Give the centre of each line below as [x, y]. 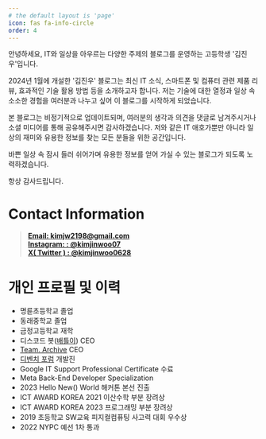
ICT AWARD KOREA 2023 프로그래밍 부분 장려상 [96, 407]
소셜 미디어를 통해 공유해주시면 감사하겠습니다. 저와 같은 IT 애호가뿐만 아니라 [127, 127]
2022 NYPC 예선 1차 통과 [60, 427]
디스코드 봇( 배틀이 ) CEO [57, 341]
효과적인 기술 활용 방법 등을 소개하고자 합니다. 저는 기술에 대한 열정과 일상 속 [137, 91]
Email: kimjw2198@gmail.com [79, 236]
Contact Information [77, 214]
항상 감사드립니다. [36, 181]
